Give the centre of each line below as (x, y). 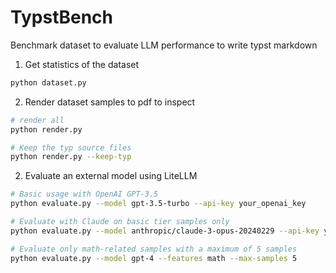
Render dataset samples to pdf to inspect (110, 102)
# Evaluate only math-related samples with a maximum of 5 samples (154, 249)
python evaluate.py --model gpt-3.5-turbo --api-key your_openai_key (158, 204)
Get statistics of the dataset (82, 64)
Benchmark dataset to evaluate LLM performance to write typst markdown (164, 45)
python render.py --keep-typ (71, 157)
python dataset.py (48, 82)
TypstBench (61, 17)
